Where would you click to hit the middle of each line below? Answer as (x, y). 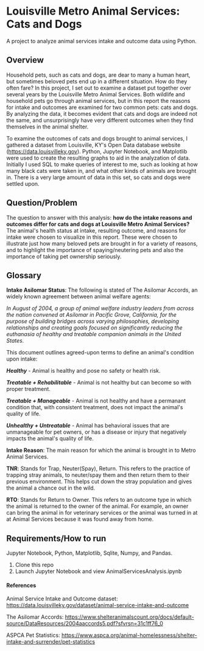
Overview (25, 60)
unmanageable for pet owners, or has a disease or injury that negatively (97, 432)
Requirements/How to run (56, 538)
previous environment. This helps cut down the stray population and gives (99, 482)
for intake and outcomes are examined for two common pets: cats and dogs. (102, 107)
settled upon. (23, 183)
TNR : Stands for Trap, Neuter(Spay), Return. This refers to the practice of (98, 469)
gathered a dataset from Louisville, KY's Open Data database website (93, 145)
